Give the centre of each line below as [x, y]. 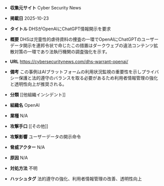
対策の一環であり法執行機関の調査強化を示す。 [62, 52]
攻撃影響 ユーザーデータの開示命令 [45, 137]
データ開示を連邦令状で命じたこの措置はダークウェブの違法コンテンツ [82, 46]
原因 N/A [19, 158]
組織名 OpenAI [25, 105]
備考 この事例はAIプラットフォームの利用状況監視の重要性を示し [76, 72]
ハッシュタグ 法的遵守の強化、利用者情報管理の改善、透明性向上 [76, 179]
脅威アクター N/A [27, 147]
